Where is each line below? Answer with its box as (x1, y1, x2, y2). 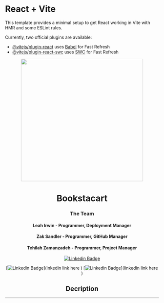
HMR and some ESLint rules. (5, 24, 62, 30)
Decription (65, 284, 99, 293)
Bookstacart (56, 193, 108, 204)
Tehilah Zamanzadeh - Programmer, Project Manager (27, 245, 137, 251)
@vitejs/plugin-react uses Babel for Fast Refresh (12, 44, 110, 49)
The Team (70, 210, 94, 217)
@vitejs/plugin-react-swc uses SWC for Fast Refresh (12, 49, 119, 55)
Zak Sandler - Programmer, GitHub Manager (36, 233, 128, 239)
